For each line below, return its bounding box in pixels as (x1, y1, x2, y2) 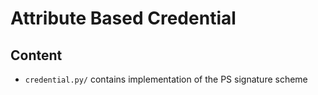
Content (10, 47, 63, 64)
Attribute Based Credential (10, 7, 237, 30)
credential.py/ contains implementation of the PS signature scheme (24, 73, 308, 85)
